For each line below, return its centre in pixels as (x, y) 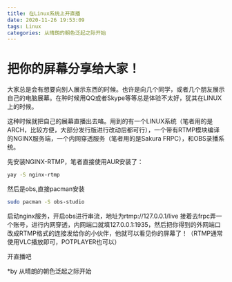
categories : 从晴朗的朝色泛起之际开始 (57, 33)
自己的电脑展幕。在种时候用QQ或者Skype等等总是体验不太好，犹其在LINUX (115, 98)
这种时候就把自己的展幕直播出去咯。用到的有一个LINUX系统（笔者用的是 (110, 121)
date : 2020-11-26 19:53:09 (46, 20)
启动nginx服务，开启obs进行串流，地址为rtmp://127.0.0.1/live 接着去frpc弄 (112, 216)
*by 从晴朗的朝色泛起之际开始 (49, 271)
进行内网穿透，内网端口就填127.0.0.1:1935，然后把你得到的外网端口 (126, 224)
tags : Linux (24, 26)
